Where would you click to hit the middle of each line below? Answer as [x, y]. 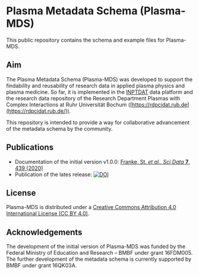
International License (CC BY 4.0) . [48, 214]
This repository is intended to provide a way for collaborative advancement [98, 122]
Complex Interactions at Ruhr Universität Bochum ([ [69, 105]
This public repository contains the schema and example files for [86, 40]
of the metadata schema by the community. [59, 128]
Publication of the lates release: [53, 174]
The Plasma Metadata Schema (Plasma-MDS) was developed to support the [99, 79]
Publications [30, 148]
